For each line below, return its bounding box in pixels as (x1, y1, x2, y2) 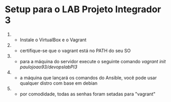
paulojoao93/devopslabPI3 (19, 64, 78, 70)
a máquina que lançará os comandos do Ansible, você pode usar (19, 74, 157, 81)
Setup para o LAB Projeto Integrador (5, 4, 161, 15)
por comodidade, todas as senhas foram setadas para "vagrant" (19, 91, 156, 97)
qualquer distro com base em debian (19, 80, 98, 86)
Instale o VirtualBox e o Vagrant (19, 37, 87, 43)
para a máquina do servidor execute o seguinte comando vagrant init (19, 58, 166, 64)
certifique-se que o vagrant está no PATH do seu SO (19, 47, 131, 54)
